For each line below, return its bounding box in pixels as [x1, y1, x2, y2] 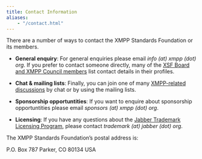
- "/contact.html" [17, 20, 64, 26]
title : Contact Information [6, 8, 78, 15]
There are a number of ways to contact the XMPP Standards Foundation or [6, 37, 193, 44]
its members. [6, 43, 39, 50]
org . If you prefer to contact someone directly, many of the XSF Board [15, 61, 190, 69]
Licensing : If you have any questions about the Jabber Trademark [15, 116, 181, 123]
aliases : [6, 15, 29, 21]
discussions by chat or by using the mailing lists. [15, 86, 136, 93]
